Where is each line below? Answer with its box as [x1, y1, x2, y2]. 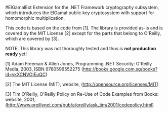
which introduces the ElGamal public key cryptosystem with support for [5, 10, 154, 16]
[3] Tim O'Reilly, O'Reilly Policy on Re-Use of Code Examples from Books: [5, 91, 159, 97]
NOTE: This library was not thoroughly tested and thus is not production [5, 46, 156, 51]
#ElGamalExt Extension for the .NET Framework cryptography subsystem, [5, 5, 159, 10]
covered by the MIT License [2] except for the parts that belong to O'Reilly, [5, 30, 161, 36]
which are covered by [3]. [5, 35, 59, 42]
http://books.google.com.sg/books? [82, 66, 158, 72]
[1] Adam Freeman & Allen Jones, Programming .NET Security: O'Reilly [5, 61, 152, 66]
